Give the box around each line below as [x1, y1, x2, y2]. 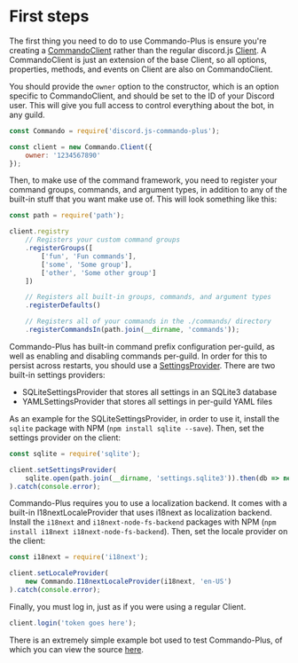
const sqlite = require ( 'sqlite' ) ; [9, 449, 141, 458]
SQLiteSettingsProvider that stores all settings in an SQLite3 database [21, 386, 278, 397]
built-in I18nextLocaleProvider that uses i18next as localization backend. [9, 508, 272, 518]
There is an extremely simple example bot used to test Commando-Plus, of [9, 635, 283, 645]
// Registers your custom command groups [25, 235, 180, 245]
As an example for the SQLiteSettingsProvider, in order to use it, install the [9, 413, 279, 423]
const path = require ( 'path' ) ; [9, 211, 125, 220]
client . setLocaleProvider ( [9, 569, 109, 578]
